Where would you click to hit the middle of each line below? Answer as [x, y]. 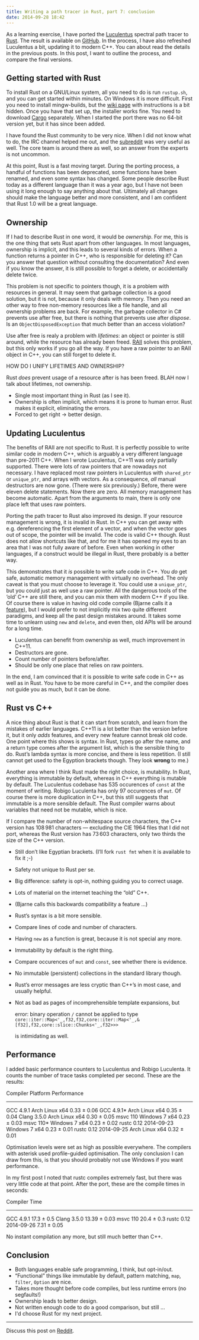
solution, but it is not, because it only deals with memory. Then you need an [98, 299]
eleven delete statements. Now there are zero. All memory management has [99, 492]
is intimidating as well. [42, 1036]
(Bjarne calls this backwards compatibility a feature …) [81, 904]
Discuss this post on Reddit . [40, 1331]
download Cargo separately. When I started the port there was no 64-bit [94, 118]
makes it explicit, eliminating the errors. [62, 408]
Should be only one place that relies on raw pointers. [79, 665]
